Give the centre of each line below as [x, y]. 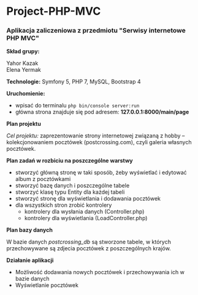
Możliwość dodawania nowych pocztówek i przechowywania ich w [100, 272]
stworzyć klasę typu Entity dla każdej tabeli [70, 192]
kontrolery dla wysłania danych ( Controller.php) [84, 212]
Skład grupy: [23, 52]
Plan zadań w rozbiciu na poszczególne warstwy [70, 161]
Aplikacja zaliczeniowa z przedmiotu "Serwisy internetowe [96, 31]
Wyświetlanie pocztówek [47, 285]
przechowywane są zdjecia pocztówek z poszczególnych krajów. [89, 248]
